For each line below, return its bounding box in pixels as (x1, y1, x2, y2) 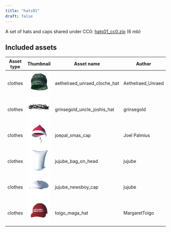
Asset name (74, 61, 100, 67)
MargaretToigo (123, 210, 154, 216)
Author (135, 61, 152, 67)
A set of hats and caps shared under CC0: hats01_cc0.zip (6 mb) (5, 28, 141, 34)
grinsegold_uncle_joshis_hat (55, 106, 115, 112)
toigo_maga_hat (55, 210, 89, 216)
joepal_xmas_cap (55, 132, 91, 138)
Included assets (5, 43, 57, 52)
